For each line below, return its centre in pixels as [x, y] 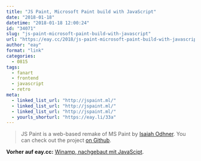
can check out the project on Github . [66, 140]
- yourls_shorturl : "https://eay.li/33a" [64, 117]
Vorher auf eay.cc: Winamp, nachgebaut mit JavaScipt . [75, 152]
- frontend [25, 78]
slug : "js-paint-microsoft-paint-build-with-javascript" [79, 34]
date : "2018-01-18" [31, 17]
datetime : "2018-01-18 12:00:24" [48, 23]
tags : [13, 67]
